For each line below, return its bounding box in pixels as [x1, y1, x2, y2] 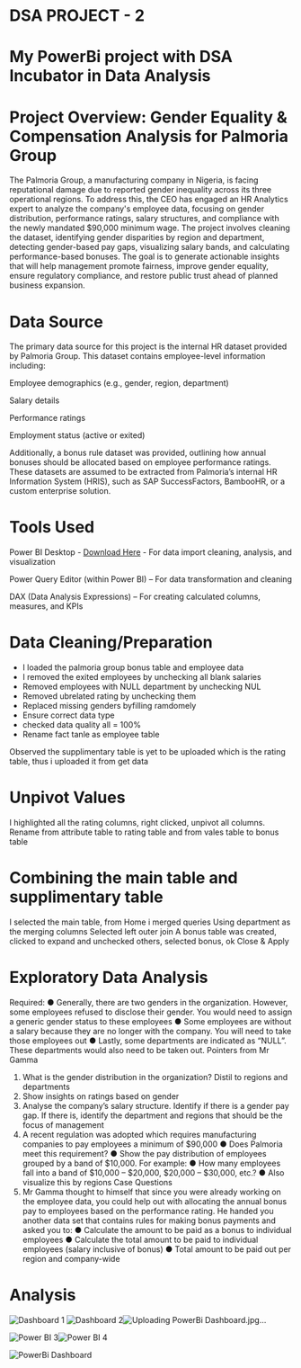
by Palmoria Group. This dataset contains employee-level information [9, 351, 266, 362]
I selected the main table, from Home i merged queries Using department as [9, 916, 291, 927]
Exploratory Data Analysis [9, 968, 208, 988]
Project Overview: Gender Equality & [9, 107, 288, 127]
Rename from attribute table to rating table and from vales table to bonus [9, 827, 279, 837]
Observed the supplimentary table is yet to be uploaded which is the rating [9, 747, 286, 757]
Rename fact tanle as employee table [22, 729, 160, 740]
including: [9, 361, 47, 371]
